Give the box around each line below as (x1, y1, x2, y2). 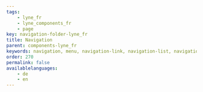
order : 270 (6, 54, 34, 60)
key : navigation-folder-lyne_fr (6, 31, 88, 38)
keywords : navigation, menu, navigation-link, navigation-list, (6, 48, 172, 54)
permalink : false (6, 59, 50, 65)
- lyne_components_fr (17, 20, 71, 26)
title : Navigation (6, 37, 53, 43)
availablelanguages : (6, 65, 59, 71)
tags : (6, 8, 20, 15)
